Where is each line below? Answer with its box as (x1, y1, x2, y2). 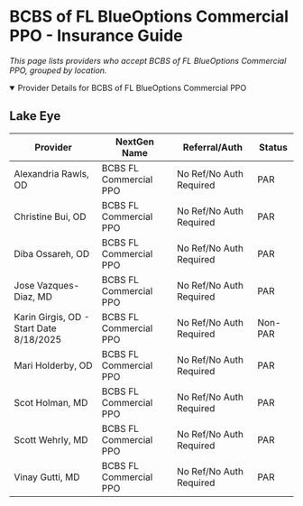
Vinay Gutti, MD (14, 471, 80, 483)
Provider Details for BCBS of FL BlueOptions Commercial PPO (17, 82, 247, 93)
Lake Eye (9, 108, 61, 124)
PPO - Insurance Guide (9, 25, 183, 46)
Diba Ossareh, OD (14, 247, 90, 260)
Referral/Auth (182, 141, 243, 153)
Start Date (14, 322, 57, 335)
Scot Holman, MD (14, 396, 88, 409)
